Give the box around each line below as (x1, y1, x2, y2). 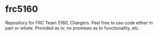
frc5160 (5, 3, 38, 15)
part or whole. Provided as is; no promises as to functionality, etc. (5, 25, 140, 31)
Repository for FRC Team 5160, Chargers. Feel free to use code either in (5, 20, 153, 26)
